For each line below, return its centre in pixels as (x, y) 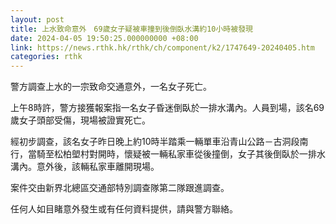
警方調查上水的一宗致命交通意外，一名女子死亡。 (111, 87)
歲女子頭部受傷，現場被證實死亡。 (80, 120)
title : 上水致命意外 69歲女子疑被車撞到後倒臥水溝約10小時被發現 (131, 29)
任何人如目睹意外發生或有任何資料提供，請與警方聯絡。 (124, 209)
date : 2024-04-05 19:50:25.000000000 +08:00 (104, 38)
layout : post (37, 19)
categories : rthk (46, 57)
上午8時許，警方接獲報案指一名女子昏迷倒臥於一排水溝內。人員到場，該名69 (167, 108)
